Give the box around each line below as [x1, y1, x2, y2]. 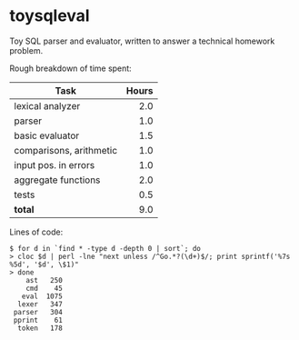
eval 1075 [21, 292, 64, 301]
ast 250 [25, 275, 64, 285]
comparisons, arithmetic [14, 144, 118, 156]
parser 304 [13, 307, 64, 316]
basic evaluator [14, 129, 80, 142]
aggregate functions [14, 174, 101, 186]
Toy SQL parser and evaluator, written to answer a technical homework [9, 35, 275, 46]
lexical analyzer [14, 99, 81, 112]
